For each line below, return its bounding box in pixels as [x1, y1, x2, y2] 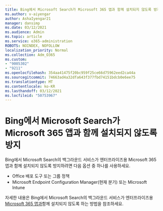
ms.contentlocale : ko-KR [5, 84, 55, 89]
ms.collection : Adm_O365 [5, 52, 55, 57]
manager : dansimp [5, 20, 40, 26]
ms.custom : [5, 57, 27, 62]
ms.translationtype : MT [5, 79, 53, 84]
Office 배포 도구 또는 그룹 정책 [12, 173, 70, 179]
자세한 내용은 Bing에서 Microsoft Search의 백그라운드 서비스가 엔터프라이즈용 [5, 195, 153, 201]
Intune [12, 185, 25, 191]
